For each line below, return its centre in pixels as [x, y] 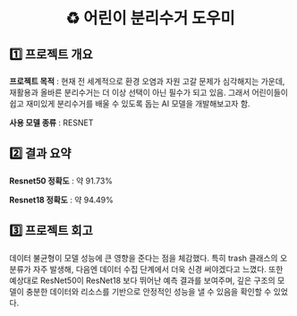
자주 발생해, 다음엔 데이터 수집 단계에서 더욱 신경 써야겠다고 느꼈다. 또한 [158, 269]
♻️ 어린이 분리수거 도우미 [150, 18]
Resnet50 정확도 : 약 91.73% [61, 181]
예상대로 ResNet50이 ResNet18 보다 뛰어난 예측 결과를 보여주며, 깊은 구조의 [142, 280]
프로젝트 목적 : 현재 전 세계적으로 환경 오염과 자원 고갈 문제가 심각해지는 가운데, [147, 81]
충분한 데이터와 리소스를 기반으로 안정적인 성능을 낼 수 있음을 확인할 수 [148, 291]
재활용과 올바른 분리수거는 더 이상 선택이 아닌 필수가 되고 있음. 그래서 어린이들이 [149, 92]
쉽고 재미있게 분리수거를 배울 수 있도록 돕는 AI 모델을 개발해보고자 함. [130, 103]
